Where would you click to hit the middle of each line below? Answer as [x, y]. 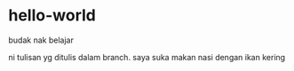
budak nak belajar [41, 40]
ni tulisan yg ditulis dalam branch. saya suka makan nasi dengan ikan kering [147, 57]
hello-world [52, 16]
